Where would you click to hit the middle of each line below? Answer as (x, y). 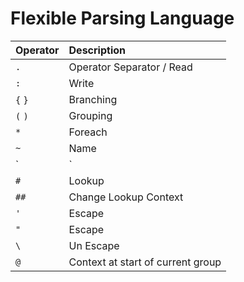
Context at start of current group (145, 262)
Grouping (90, 115)
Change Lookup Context (126, 197)
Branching (93, 99)
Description (97, 50)
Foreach (88, 132)
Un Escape (94, 245)
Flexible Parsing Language (122, 18)
